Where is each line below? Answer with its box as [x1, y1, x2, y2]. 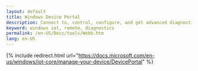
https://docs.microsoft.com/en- [78, 52, 155, 59]
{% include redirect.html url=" [6, 52, 79, 59]
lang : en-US [6, 36, 35, 42]
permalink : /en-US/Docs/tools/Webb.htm [6, 31, 104, 36]
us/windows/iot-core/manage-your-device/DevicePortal [6, 58, 143, 65]
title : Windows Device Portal [6, 14, 81, 20]
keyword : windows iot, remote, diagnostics [6, 25, 115, 31]
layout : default [6, 8, 46, 15]
